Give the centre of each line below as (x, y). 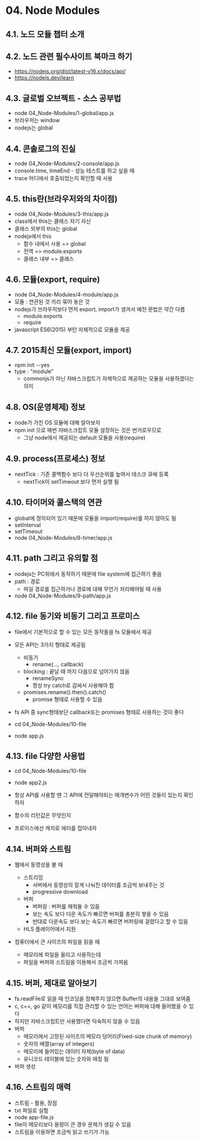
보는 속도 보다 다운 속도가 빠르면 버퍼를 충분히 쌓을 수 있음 (101, 914)
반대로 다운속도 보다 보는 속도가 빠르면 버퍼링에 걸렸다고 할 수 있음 (110, 922)
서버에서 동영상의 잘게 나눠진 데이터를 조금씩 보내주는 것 (98, 885)
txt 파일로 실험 (31, 1110)
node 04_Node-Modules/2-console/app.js (67, 164)
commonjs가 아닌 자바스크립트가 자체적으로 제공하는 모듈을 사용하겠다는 (109, 379)
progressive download (60, 892)
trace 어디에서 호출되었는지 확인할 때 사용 (63, 178)
